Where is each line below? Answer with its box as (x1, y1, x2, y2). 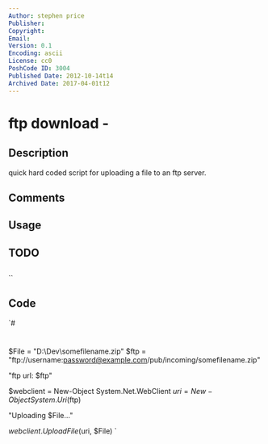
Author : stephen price (8, 11, 85, 20)
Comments (8, 191, 65, 204)
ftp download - (8, 114, 109, 132)
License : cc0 (8, 57, 52, 65)
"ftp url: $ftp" (8, 371, 52, 380)
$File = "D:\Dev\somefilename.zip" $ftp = (8, 346, 147, 356)
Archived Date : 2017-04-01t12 (8, 79, 111, 87)
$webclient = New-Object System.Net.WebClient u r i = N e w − (8, 387, 213, 396)
